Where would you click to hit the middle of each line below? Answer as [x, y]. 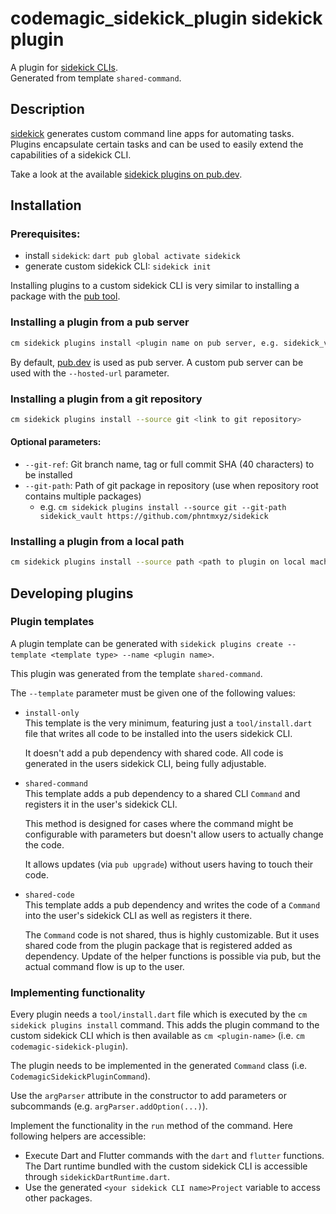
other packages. [58, 1198]
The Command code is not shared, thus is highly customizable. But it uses [172, 934]
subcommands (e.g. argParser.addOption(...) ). [109, 1106]
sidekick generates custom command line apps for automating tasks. [152, 133]
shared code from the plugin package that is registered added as [158, 945]
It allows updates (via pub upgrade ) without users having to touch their [169, 864]
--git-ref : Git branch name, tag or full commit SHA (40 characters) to [169, 464]
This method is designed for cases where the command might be [159, 823]
